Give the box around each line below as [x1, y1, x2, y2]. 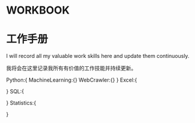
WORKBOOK [6, 4, 70, 17]
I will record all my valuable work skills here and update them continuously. [6, 53, 190, 60]
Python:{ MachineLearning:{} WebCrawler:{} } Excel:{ [6, 76, 137, 83]
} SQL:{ [6, 88, 24, 95]
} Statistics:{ [6, 99, 37, 106]
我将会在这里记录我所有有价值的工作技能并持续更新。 [6, 64, 137, 72]
